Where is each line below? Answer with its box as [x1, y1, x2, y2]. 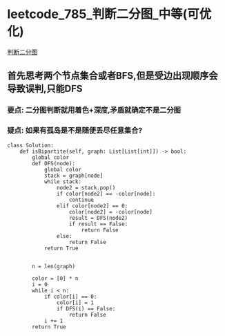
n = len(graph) [32, 263, 76, 270]
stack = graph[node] [43, 172, 104, 179]
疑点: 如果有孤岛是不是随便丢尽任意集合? [7, 126, 143, 136]
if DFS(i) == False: [56, 305, 116, 312]
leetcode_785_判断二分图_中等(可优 [7, 6, 212, 22]
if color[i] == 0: [43, 293, 97, 300]
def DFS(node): [32, 160, 76, 167]
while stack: [43, 178, 81, 185]
